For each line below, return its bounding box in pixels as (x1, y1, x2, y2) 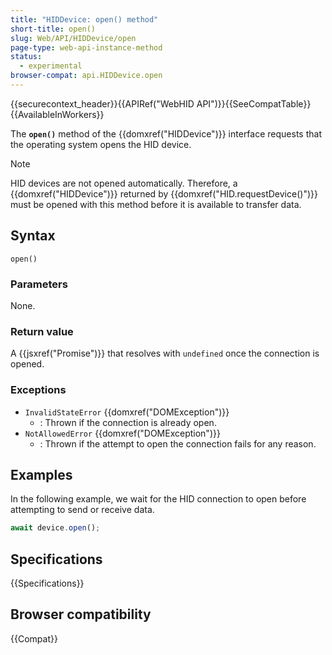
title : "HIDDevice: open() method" (10, 14, 159, 25)
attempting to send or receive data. (10, 504, 155, 516)
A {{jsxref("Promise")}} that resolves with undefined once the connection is (10, 347, 320, 360)
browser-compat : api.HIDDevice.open (10, 71, 163, 81)
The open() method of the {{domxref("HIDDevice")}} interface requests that (10, 127, 322, 140)
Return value (10, 324, 74, 338)
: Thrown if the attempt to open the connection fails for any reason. (39, 437, 317, 450)
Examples (10, 466, 73, 483)
